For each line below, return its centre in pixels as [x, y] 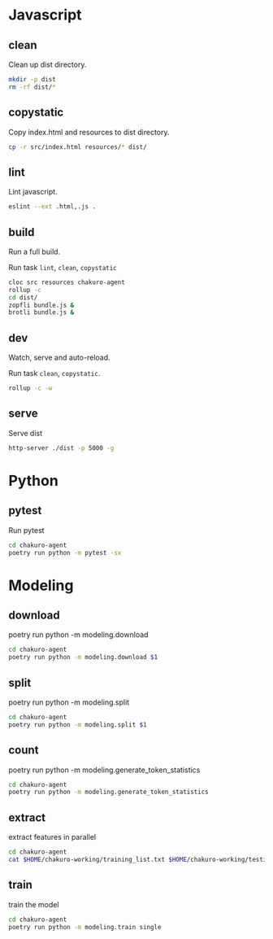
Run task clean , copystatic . [54, 373]
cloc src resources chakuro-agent [67, 282]
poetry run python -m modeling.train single [85, 927]
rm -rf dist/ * [32, 87]
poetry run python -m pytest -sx [65, 552]
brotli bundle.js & [41, 312]
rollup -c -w [30, 388]
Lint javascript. [33, 192]
